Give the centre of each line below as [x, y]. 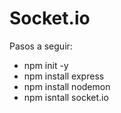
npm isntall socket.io [66, 97]
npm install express [64, 76]
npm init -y [46, 65]
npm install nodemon [67, 86]
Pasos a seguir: [41, 46]
